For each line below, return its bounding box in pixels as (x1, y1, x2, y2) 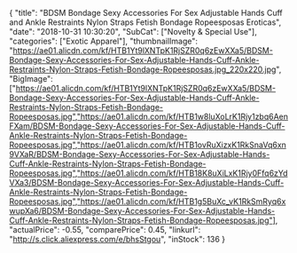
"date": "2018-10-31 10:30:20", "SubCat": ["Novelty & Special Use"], (9, 27, 257, 36)
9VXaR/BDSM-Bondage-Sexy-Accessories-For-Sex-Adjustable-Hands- (9, 149, 270, 159)
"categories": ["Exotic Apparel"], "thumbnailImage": (9, 36, 198, 46)
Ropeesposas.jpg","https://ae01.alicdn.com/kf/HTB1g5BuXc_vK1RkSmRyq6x (9, 196, 286, 207)
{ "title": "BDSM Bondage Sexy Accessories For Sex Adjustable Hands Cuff (9, 8, 284, 18)
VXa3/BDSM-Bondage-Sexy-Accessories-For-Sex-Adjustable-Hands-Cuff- (9, 178, 285, 187)
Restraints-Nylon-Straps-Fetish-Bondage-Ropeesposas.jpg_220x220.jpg (9, 64, 277, 75)
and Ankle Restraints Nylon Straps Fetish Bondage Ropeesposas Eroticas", (9, 17, 282, 28)
